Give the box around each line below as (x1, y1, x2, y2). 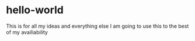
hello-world (6, 3, 64, 17)
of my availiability (6, 28, 48, 35)
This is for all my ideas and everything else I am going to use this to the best (6, 23, 189, 29)
